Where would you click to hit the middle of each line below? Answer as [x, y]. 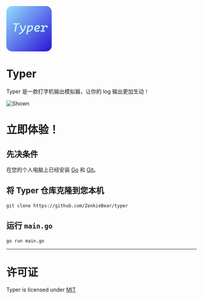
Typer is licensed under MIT [41, 289]
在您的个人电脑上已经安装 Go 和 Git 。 [53, 169]
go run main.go [25, 241]
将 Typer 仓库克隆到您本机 [55, 191]
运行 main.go [30, 226]
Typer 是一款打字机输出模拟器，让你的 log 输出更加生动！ [78, 91]
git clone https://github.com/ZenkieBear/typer [67, 206]
